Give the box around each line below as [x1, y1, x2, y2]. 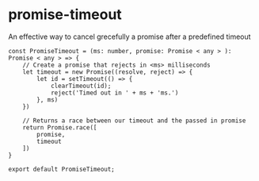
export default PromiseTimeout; [8, 165, 115, 173]
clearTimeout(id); [50, 82, 112, 90]
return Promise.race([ [22, 123, 97, 132]
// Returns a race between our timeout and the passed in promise [22, 117, 246, 125]
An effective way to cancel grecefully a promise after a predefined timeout [8, 32, 251, 41]
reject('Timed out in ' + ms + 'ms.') [50, 89, 179, 97]
